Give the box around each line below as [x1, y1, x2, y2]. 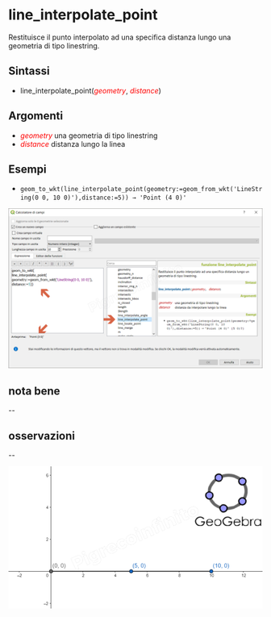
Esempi [8, 162, 47, 176]
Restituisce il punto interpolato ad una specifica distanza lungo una [8, 32, 231, 42]
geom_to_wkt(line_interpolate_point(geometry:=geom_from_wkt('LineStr [19, 186, 263, 194]
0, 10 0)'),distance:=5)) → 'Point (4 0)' [41, 194, 187, 202]
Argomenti [8, 109, 63, 123]
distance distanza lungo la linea [19, 139, 126, 148]
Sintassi [8, 65, 50, 78]
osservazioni [8, 429, 75, 443]
